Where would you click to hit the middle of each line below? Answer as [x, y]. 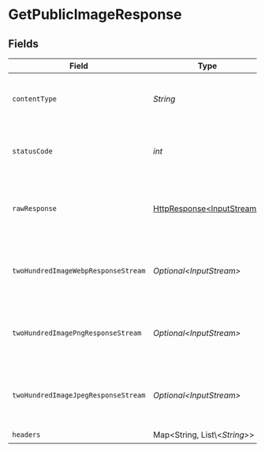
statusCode [32, 151]
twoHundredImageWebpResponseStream [79, 271]
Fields [24, 44]
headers [26, 435]
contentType [35, 99]
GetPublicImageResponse [95, 15]
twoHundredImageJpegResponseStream [79, 395]
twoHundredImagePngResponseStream [77, 333]
